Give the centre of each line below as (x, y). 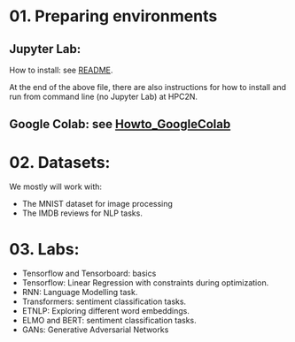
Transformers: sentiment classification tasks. (104, 301)
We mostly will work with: (56, 186)
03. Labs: (44, 249)
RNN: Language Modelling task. (80, 293)
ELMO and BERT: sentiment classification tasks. (109, 321)
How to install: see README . (61, 70)
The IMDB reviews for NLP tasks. (82, 213)
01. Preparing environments (113, 16)
